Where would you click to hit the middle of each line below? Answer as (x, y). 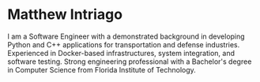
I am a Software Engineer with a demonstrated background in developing (126, 36)
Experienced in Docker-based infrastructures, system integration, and (121, 53)
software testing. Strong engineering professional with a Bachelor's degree (130, 61)
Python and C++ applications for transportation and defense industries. (124, 44)
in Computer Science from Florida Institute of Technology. (102, 69)
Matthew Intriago (65, 15)
